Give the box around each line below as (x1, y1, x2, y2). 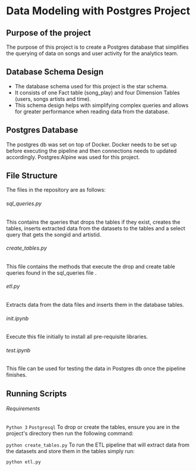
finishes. (6, 371, 27, 378)
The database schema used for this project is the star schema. (14, 82, 168, 90)
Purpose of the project (6, 28, 91, 38)
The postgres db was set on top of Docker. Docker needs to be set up (6, 141, 177, 148)
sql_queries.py (6, 200, 42, 207)
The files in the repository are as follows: (6, 186, 106, 193)
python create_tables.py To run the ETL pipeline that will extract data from (6, 441, 190, 448)
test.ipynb (6, 346, 31, 354)
